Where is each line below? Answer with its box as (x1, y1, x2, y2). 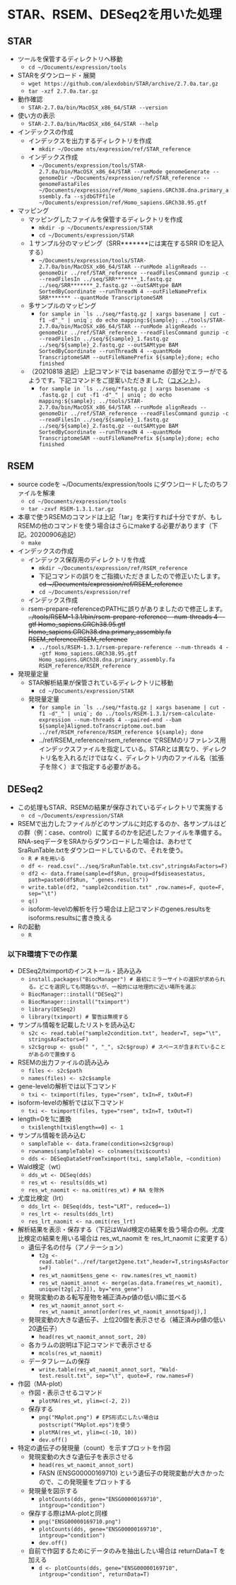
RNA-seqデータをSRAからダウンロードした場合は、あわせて (17, 837, 193, 845)
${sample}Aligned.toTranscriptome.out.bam (38, 722, 166, 729)
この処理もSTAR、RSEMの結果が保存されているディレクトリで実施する (17, 803, 224, 811)
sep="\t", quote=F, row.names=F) (95, 1372, 194, 1379)
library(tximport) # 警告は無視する (28, 1013, 129, 1021)
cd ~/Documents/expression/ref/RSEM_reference (38, 579, 183, 588)
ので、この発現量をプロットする (38, 1477, 132, 1486)
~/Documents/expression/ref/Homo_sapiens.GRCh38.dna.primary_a (38, 187, 229, 194)
